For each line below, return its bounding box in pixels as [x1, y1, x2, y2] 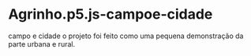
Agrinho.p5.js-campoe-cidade [8, 5, 213, 23]
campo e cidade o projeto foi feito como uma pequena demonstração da [8, 31, 244, 40]
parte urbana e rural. [8, 39, 76, 48]
